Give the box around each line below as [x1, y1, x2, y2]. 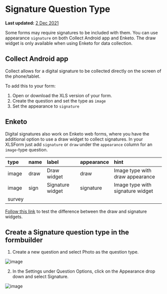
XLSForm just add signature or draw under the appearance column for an [5, 141, 153, 147]
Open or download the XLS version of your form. [12, 92, 112, 98]
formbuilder [5, 236, 43, 244]
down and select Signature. [12, 274, 69, 280]
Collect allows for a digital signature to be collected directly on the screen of [5, 68, 162, 74]
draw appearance [113, 173, 156, 180]
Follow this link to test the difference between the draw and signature [5, 208, 147, 214]
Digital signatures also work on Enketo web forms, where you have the [5, 131, 150, 137]
